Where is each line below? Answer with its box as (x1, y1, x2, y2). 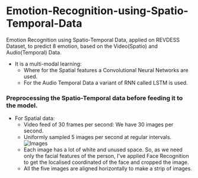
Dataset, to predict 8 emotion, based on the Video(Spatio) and (6, 43, 158, 50)
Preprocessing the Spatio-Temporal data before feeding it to (6, 93, 183, 102)
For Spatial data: (14, 115, 55, 122)
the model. (6, 101, 38, 109)
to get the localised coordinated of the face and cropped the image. (23, 158, 189, 166)
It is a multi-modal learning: (14, 60, 82, 67)
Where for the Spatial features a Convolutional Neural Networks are (23, 66, 189, 73)
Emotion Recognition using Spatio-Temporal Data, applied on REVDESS (6, 36, 180, 43)
